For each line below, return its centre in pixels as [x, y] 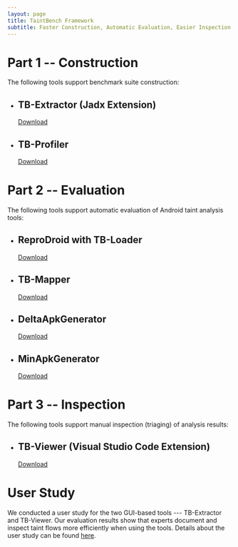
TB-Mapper [44, 280]
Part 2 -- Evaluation [66, 190]
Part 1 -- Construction [73, 62]
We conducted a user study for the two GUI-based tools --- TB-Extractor [115, 512]
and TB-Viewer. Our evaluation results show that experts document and [112, 520]
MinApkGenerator [58, 358]
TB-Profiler [43, 144]
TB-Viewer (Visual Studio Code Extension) [114, 447]
